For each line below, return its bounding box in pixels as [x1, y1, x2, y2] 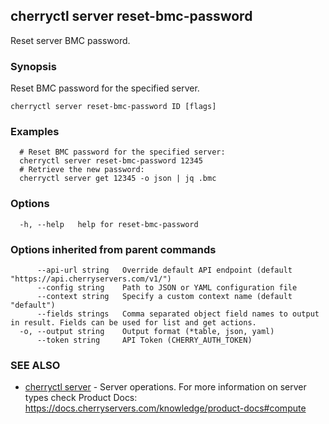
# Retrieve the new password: [19, 165, 145, 175]
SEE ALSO [10, 358, 61, 372]
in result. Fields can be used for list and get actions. [10, 318, 257, 328]
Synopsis [10, 59, 57, 73]
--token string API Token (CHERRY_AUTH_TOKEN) [36, 335, 253, 345]
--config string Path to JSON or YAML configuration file [36, 283, 298, 293]
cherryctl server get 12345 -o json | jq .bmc [19, 174, 217, 184]
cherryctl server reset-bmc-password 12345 [19, 156, 203, 166]
